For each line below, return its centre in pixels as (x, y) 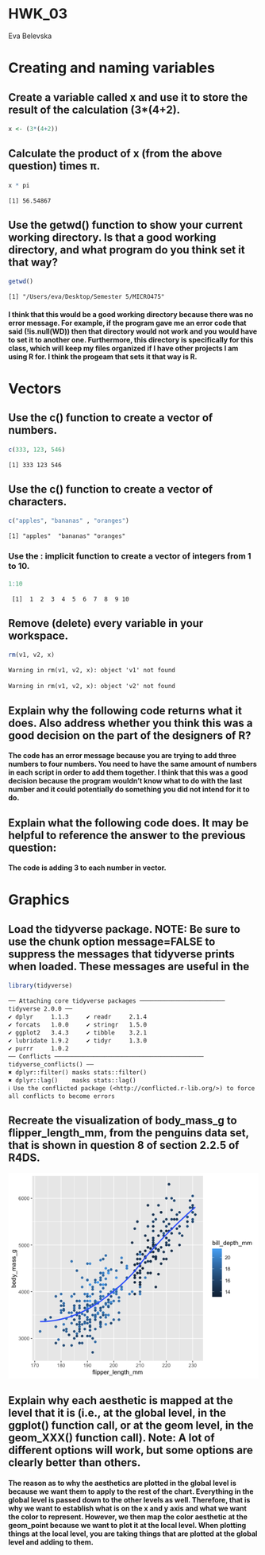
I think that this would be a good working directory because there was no (131, 314)
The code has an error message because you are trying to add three (122, 756)
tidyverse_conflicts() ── (51, 1065)
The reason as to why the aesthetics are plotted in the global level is (122, 1483)
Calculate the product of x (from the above (115, 154)
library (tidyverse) (40, 986)
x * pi (19, 185)
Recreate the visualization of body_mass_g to (123, 1121)
